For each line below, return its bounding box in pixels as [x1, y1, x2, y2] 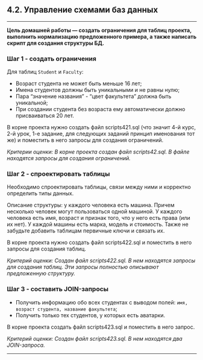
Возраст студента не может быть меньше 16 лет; [15, 80, 142, 87]
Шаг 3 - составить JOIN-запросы [7, 285, 109, 294]
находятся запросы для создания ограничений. [7, 155, 131, 162]
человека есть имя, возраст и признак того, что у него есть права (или [7, 214, 190, 222]
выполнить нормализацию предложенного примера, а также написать [7, 33, 197, 40]
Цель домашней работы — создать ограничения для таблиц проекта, [7, 27, 192, 34]
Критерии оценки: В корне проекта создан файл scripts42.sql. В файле [7, 148, 190, 156]
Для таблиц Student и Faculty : [7, 68, 84, 76]
